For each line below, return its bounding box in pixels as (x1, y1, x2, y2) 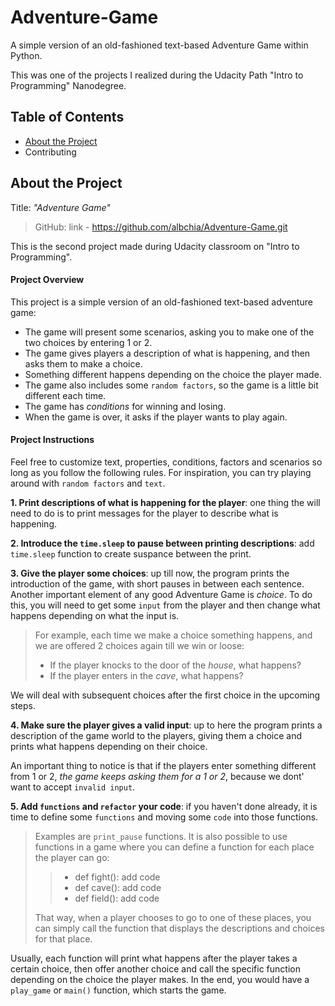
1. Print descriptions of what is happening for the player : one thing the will (10, 496, 321, 508)
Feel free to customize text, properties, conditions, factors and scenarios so (10, 456, 323, 468)
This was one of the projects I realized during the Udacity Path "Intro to (10, 69, 304, 81)
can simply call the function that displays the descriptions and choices (34, 922, 325, 934)
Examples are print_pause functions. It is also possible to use (34, 830, 288, 842)
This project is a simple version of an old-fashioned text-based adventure (10, 296, 313, 308)
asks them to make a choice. (24, 357, 143, 370)
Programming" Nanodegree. (10, 79, 127, 91)
